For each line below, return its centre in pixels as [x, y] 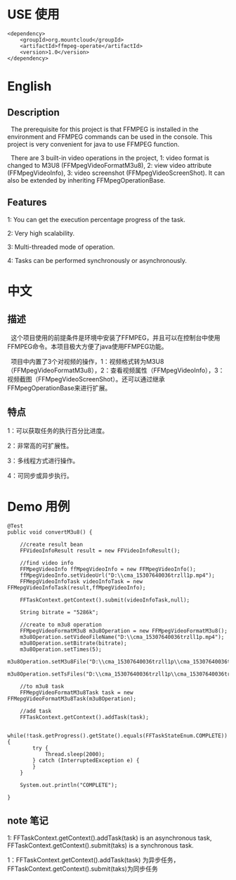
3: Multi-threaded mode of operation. [61, 247]
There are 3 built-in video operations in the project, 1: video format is [110, 158]
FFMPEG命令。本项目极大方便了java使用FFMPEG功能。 [87, 346]
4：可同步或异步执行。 [40, 475]
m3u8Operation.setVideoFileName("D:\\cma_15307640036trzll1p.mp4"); [122, 637]
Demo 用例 [39, 507]
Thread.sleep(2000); [75, 754]
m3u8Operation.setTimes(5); [61, 649]
